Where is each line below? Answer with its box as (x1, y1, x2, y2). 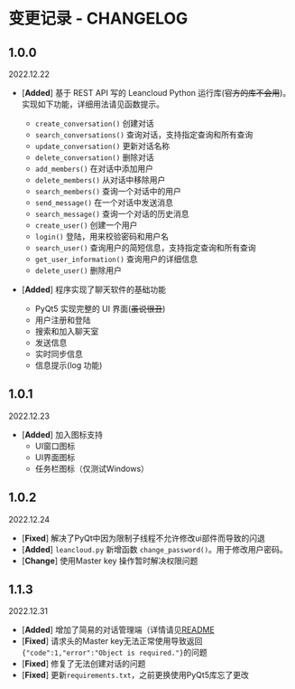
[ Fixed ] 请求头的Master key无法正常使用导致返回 (21, 636, 203, 647)
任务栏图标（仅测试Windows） (34, 463, 150, 474)
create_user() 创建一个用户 (34, 220, 138, 231)
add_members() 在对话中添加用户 (34, 164, 154, 174)
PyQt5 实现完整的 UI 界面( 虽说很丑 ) (34, 304, 166, 314)
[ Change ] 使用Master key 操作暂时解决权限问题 (21, 555, 198, 566)
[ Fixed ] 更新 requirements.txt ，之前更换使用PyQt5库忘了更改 (21, 670, 249, 681)
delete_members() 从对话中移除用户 (34, 175, 166, 185)
